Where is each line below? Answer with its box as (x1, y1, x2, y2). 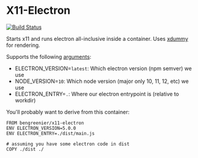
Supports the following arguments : (6, 53, 92, 60)
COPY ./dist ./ (6, 146, 44, 152)
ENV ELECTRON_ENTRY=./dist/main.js (6, 130, 95, 136)
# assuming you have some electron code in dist (6, 141, 130, 147)
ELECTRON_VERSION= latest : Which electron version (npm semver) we (14, 64, 192, 72)
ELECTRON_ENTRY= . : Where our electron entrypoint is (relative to (14, 90, 179, 97)
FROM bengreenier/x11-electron (6, 120, 84, 126)
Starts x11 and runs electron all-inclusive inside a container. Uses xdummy (6, 35, 188, 42)
